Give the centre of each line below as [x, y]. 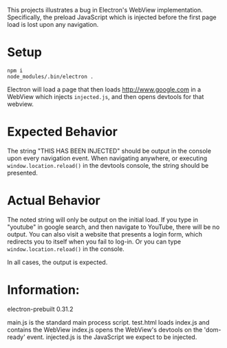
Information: [44, 290]
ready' [16, 337]
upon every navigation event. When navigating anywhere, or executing [107, 158]
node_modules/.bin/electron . [51, 76]
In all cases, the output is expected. [57, 262]
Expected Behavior [63, 132]
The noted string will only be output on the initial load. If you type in [102, 219]
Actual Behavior [54, 200]
